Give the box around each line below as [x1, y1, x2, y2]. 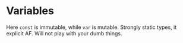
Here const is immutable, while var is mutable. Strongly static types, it [6, 24, 177, 31]
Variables [6, 4, 55, 18]
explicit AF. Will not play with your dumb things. [6, 29, 122, 37]
